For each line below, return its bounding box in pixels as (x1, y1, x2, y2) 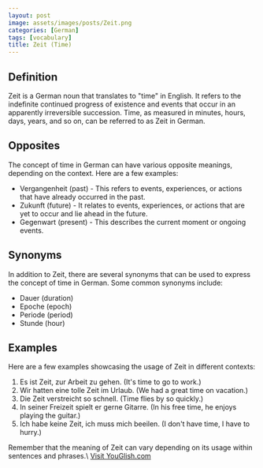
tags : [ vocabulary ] (8, 33, 72, 42)
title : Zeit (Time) (8, 41, 72, 49)
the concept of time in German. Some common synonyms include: (8, 278, 223, 287)
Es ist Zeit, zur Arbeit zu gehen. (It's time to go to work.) (19, 377, 202, 387)
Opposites (8, 139, 61, 152)
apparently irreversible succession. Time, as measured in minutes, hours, (8, 107, 246, 117)
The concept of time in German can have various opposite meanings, (8, 159, 233, 170)
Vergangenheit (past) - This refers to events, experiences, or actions (19, 183, 243, 193)
